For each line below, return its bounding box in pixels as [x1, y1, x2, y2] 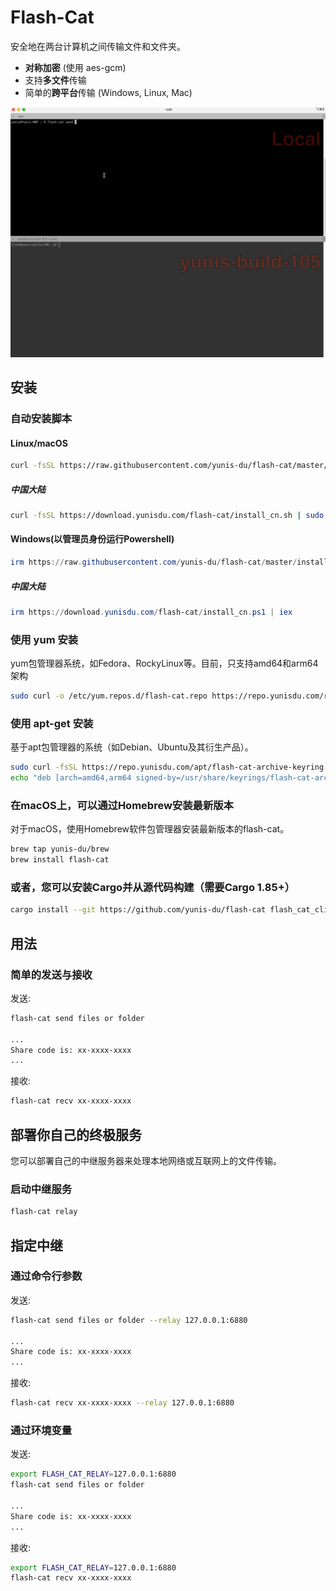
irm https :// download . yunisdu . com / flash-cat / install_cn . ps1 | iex [10, 607, 293, 617]
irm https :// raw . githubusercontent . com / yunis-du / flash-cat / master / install [10, 557, 329, 568]
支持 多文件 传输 [24, 74, 87, 86]
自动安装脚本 [10, 411, 73, 425]
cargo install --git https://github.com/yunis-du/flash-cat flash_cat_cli [10, 905, 329, 915]
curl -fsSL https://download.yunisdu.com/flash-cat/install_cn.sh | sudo [10, 510, 325, 520]
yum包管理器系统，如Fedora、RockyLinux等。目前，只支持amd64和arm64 [10, 657, 319, 670]
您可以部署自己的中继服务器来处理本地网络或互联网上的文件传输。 [10, 1154, 282, 1166]
